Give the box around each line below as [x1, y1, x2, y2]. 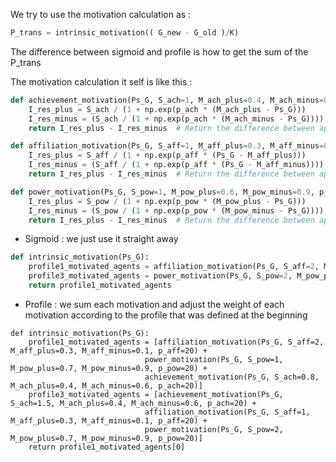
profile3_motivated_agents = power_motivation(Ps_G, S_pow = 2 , [28, 271, 293, 281]
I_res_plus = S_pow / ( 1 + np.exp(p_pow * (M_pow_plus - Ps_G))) [28, 196, 307, 206]
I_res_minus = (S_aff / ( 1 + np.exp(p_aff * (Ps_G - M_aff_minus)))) [28, 160, 325, 170]
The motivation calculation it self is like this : [10, 75, 193, 88]
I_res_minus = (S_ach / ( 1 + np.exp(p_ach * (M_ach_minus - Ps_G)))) [28, 114, 325, 124]
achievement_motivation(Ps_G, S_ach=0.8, [144, 372, 320, 382]
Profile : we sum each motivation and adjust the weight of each [24, 298, 285, 310]
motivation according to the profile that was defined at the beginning [24, 309, 308, 321]
